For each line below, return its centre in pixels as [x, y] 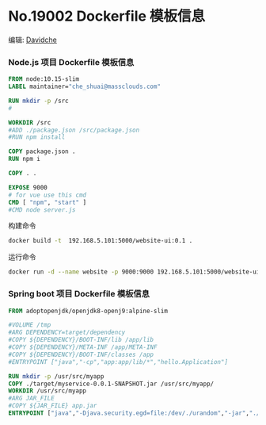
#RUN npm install [37, 137]
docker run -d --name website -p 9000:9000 [81, 272]
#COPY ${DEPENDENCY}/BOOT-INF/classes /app [81, 354]
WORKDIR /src [30, 123]
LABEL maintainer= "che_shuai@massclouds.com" [84, 87]
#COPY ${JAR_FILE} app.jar [53, 406]
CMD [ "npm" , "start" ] [47, 202]
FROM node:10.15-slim [44, 79]
